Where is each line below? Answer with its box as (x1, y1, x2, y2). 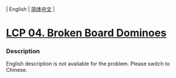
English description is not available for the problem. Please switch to (6, 61, 170, 68)
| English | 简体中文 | (6, 6, 55, 12)
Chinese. (6, 66, 27, 73)
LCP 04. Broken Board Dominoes (6, 26, 167, 40)
